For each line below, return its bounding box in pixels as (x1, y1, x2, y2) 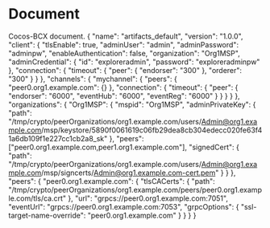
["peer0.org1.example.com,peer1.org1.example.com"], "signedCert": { (8, 142, 239, 152)
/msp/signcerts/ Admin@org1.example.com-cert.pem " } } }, (41, 168, 236, 177)
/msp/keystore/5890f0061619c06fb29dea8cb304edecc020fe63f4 (41, 125, 263, 135)
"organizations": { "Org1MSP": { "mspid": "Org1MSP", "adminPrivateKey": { (8, 100, 256, 109)
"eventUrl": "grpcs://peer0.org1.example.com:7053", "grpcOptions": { (8, 202, 239, 211)
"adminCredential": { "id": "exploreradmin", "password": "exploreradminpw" (8, 57, 260, 67)
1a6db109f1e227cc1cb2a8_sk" (8, 133, 108, 143)
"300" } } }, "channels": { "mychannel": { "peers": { (8, 74, 177, 83)
